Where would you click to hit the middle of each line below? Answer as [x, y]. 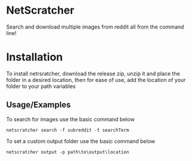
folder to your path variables [41, 86]
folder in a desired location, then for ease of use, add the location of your [96, 80]
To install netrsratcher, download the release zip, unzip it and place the [93, 73]
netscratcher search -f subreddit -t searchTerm [68, 130]
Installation [35, 57]
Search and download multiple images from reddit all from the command [95, 27]
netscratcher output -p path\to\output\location [68, 152]
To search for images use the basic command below [71, 119]
